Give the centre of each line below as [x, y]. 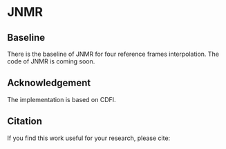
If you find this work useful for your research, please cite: [89, 138]
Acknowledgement [49, 83]
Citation [25, 121]
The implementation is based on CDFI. [62, 99]
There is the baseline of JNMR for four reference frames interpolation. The [113, 54]
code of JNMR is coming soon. [51, 61]
